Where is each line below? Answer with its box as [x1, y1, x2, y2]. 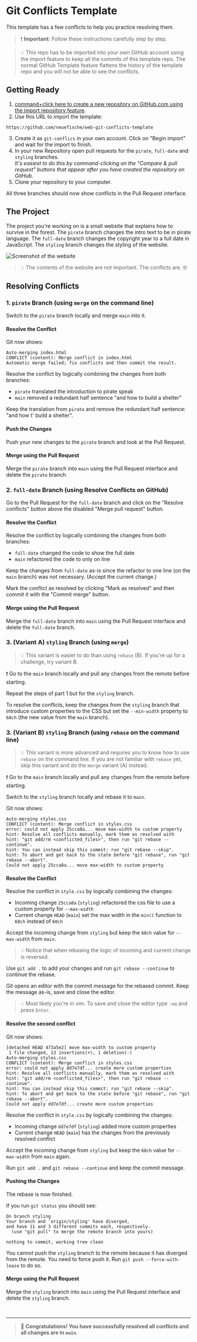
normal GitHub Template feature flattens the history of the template [20, 62, 183, 69]
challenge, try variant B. [20, 658, 79, 665]
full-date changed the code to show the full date [14, 549, 135, 557]
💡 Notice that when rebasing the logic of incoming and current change [20, 947, 191, 954]
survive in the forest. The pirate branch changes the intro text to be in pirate [6, 228, 191, 235]
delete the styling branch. [6, 1294, 70, 1301]
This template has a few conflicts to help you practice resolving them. [6, 23, 174, 31]
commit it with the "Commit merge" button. [6, 591, 110, 598]
